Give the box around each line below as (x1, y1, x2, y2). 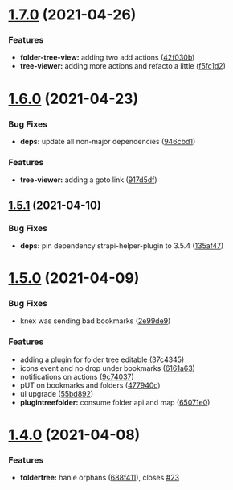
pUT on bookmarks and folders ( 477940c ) (19, 380, 161, 390)
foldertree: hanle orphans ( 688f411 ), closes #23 (19, 473, 179, 483)
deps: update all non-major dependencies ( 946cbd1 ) (19, 136, 196, 146)
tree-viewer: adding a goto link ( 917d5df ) (19, 175, 158, 185)
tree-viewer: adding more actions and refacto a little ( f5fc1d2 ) (19, 61, 227, 71)
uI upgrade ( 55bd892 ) (19, 388, 94, 398)
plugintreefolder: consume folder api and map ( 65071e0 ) (19, 397, 211, 407)
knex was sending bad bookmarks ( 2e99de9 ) (19, 316, 171, 326)
